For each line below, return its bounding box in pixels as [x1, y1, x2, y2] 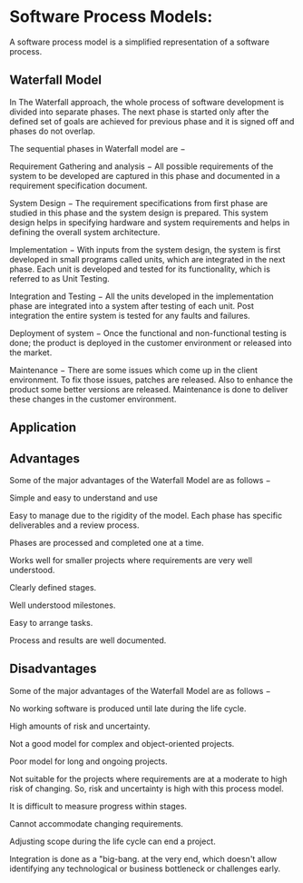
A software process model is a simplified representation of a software [9, 36, 270, 47]
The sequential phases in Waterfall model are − [9, 143, 186, 154]
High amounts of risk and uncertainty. [9, 720, 151, 731]
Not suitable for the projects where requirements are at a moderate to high [9, 773, 288, 784]
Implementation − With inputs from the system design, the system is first [9, 243, 281, 255]
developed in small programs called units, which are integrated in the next [9, 253, 286, 264]
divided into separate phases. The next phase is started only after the [9, 106, 269, 117]
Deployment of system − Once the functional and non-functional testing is [9, 327, 288, 338]
